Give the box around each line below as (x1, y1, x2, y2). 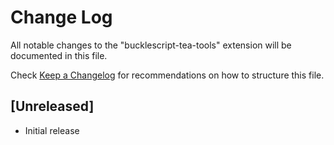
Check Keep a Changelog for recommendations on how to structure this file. (10, 69, 325, 81)
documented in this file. (10, 49, 108, 61)
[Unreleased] (10, 98, 95, 115)
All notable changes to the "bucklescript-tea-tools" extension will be (10, 39, 292, 51)
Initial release (24, 124, 80, 136)
